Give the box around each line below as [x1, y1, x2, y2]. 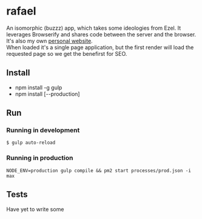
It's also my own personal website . [6, 37, 93, 44]
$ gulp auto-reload [6, 140, 56, 146]
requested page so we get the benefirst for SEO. [6, 50, 127, 57]
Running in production [6, 153, 73, 162]
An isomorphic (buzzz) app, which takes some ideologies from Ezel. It [6, 24, 181, 32]
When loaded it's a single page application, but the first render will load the [6, 44, 194, 51]
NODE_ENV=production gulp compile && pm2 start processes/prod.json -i [6, 167, 191, 174]
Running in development [6, 126, 80, 135]
